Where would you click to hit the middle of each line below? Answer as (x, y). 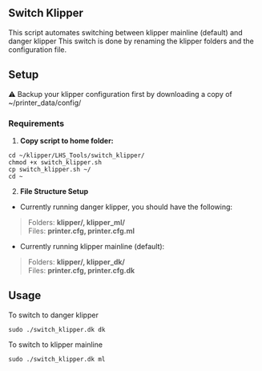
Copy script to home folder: (67, 140)
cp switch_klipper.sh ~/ (50, 169)
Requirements (36, 123)
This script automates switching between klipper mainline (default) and (125, 32)
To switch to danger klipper (53, 315)
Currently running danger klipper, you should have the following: (126, 207)
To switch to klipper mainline (55, 345)
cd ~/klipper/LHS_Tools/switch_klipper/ (77, 155)
